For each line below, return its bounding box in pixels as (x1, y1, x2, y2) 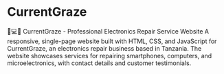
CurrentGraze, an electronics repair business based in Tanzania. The (7, 44, 202, 52)
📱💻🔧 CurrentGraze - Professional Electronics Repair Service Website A (7, 27, 210, 35)
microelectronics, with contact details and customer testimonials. (7, 59, 192, 67)
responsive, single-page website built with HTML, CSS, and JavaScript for (7, 37, 217, 45)
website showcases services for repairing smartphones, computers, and (7, 51, 212, 60)
